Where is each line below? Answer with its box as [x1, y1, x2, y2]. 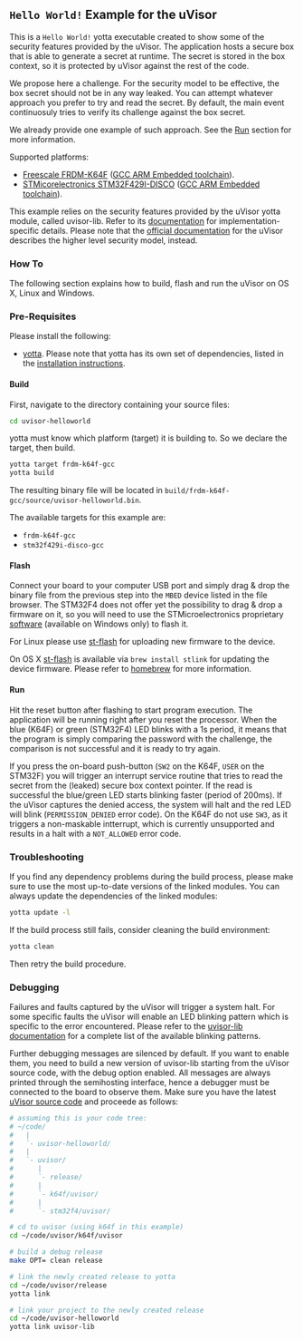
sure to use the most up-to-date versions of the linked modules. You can [9, 880, 280, 891]
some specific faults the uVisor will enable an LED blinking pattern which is [9, 1011, 289, 1022]
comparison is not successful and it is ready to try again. [9, 743, 221, 753]
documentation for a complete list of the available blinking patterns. [9, 1030, 261, 1041]
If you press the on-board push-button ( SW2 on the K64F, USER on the [9, 761, 265, 772]
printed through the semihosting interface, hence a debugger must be [9, 1076, 270, 1087]
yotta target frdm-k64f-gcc [9, 460, 116, 470]
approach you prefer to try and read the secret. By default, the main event [9, 97, 285, 108]
